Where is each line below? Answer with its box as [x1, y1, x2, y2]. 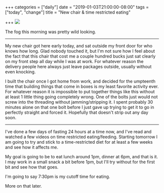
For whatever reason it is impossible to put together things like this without [5, 89, 155, 94]
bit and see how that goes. [5, 164, 59, 170]
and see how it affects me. [5, 144, 59, 150]
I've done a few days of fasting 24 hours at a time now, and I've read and [5, 129, 152, 134]
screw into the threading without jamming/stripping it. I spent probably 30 [5, 99, 153, 105]
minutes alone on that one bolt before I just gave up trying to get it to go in [5, 105, 155, 110]
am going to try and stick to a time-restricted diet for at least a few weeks [5, 139, 153, 145]
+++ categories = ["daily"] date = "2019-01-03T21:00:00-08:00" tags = [5, 4, 149, 10]
